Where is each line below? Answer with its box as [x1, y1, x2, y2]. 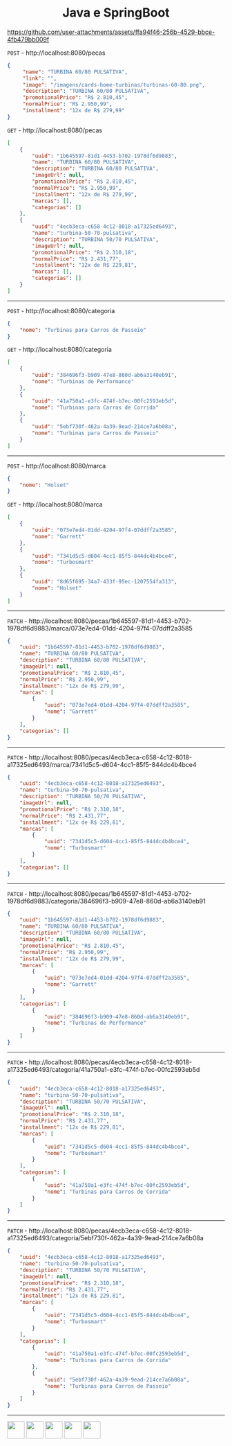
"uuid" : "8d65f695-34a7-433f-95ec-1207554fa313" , [32, 579, 177, 585]
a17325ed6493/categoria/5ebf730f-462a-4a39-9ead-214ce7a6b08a [7, 1234, 204, 1242]
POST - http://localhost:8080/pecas [7, 49, 106, 57]
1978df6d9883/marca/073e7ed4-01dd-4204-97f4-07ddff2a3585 [7, 624, 193, 632]
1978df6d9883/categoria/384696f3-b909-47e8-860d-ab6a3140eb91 [7, 897, 206, 905]
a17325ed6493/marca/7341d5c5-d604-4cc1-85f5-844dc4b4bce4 [7, 760, 197, 768]
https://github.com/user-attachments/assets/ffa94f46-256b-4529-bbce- [7, 28, 215, 36]
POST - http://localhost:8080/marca [7, 461, 106, 470]
